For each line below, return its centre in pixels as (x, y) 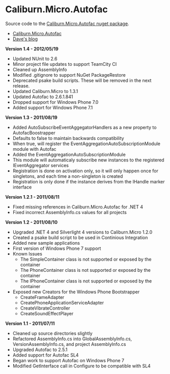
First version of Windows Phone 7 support (57, 248)
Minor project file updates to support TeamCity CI (65, 64)
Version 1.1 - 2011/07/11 (30, 323)
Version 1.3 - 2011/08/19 (31, 117)
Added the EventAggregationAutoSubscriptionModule (69, 154)
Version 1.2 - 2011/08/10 (31, 222)
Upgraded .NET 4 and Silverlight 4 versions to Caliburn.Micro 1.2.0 (82, 232)
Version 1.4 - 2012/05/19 (32, 49)
